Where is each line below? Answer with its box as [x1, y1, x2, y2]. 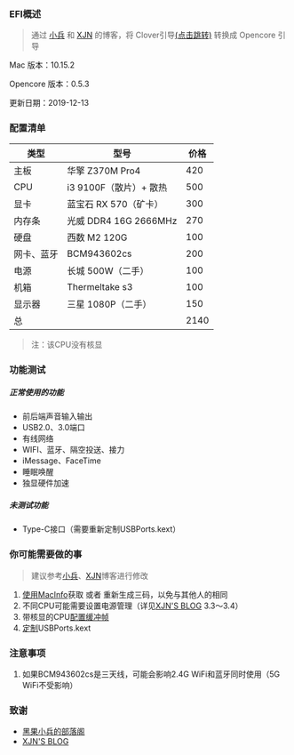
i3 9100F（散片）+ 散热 [67, 181, 168, 193]
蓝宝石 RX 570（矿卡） [67, 197, 163, 210]
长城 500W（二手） [67, 264, 149, 277]
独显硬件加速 [21, 478, 69, 488]
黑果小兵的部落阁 [21, 727, 85, 737]
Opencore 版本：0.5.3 [9, 78, 90, 90]
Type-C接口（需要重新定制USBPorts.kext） [21, 524, 181, 534]
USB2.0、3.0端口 [21, 422, 86, 433]
